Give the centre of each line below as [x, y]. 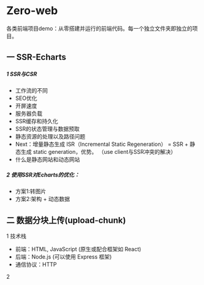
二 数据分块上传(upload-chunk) [66, 220]
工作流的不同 [31, 91]
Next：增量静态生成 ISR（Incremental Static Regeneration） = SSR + [102, 144]
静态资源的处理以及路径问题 [50, 137]
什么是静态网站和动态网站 [47, 159]
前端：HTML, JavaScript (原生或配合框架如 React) [78, 249]
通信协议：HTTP [36, 265]
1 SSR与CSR [22, 74]
